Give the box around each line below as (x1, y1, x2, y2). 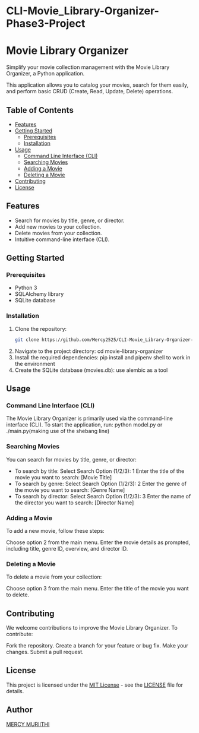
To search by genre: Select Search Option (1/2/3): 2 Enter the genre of (14, 480, 187, 487)
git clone (14, 337, 40, 343)
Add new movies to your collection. (14, 223, 102, 230)
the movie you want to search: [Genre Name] (14, 486, 125, 494)
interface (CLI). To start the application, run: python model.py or (6, 421, 163, 428)
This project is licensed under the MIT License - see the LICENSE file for (6, 681, 183, 688)
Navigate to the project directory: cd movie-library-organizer (14, 347, 163, 355)
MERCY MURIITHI (6, 721, 50, 728)
